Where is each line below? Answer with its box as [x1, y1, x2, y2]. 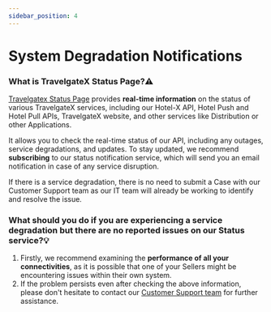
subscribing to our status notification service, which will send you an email [8, 153, 260, 163]
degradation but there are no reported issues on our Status [8, 224, 245, 236]
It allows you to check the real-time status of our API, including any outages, [8, 135, 264, 146]
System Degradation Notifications [8, 46, 243, 65]
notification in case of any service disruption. [8, 161, 160, 171]
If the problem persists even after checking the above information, [19, 279, 242, 288]
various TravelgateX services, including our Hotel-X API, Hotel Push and [8, 103, 249, 113]
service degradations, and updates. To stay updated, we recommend [8, 144, 239, 154]
